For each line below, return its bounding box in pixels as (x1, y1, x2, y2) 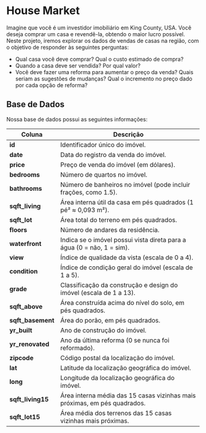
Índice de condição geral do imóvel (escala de (60, 263, 193, 272)
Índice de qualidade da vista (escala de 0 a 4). (60, 253, 194, 261)
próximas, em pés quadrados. (60, 399, 146, 407)
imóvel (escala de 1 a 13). (60, 288, 136, 297)
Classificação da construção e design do (60, 280, 178, 289)
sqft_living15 (9, 395, 49, 404)
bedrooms (9, 170, 40, 178)
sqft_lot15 (9, 412, 40, 421)
